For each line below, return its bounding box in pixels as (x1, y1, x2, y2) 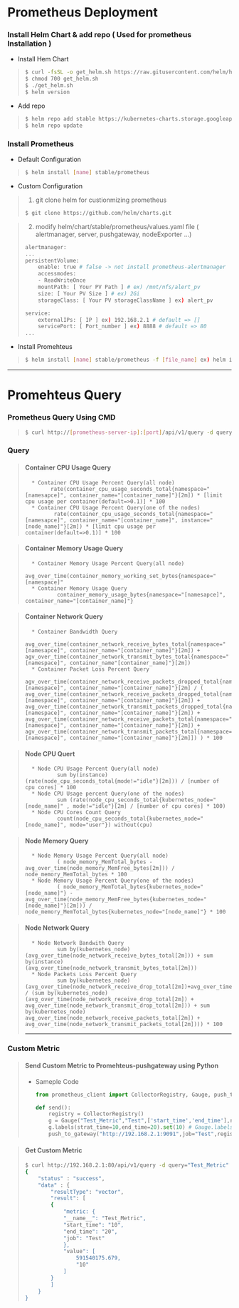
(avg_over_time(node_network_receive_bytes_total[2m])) (24, 952, 194, 959)
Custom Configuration (17, 181, 83, 190)
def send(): (35, 1104, 71, 1111)
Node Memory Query (24, 836, 89, 845)
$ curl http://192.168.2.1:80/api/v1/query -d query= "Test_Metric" (24, 1162, 230, 1169)
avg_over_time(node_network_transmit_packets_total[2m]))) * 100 (24, 1020, 223, 1028)
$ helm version (24, 88, 70, 96)
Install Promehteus (17, 343, 73, 351)
